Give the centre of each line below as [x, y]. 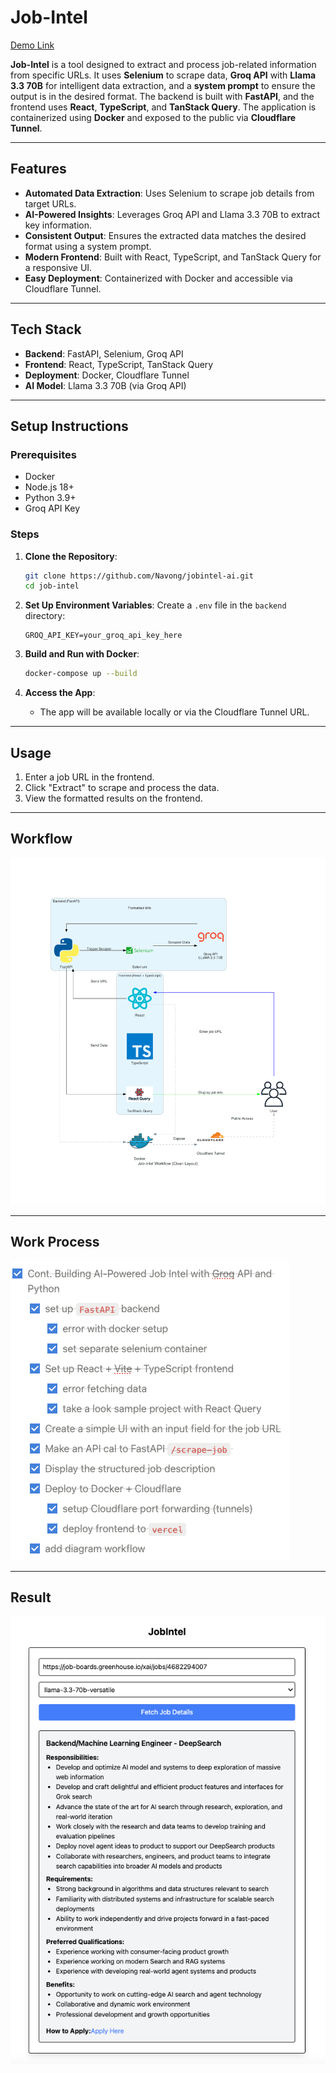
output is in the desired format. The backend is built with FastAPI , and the [162, 96]
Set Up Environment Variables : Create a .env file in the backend [155, 605]
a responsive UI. [58, 267]
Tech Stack [46, 329]
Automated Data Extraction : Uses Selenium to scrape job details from [169, 193]
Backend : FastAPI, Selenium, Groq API [104, 353]
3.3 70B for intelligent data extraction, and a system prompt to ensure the [163, 85]
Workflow [41, 839]
